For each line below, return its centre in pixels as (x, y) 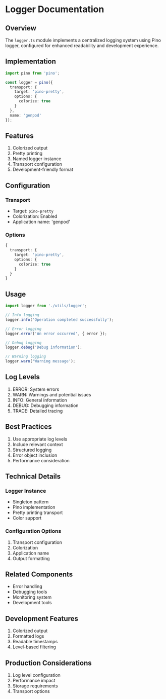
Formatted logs (28, 636)
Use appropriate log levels (40, 439)
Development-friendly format (43, 170)
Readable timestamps (35, 642)
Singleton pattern (31, 502)
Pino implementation (34, 507)
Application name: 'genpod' (41, 222)
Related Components (39, 575)
